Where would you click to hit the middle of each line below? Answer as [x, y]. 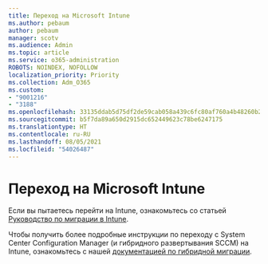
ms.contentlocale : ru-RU [49, 134]
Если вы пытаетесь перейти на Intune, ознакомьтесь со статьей [118, 211]
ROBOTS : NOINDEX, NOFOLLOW [53, 68]
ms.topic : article [39, 53]
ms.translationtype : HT [48, 127]
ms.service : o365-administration [64, 61]
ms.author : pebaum [39, 23]
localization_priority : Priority [64, 75]
